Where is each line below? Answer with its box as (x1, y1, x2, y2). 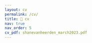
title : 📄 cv (4, 16, 29, 21)
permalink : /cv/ (4, 12, 38, 17)
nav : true (4, 21, 25, 26)
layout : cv (4, 7, 27, 12)
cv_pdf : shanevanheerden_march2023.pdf (4, 30, 88, 35)
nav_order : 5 (4, 26, 32, 31)
